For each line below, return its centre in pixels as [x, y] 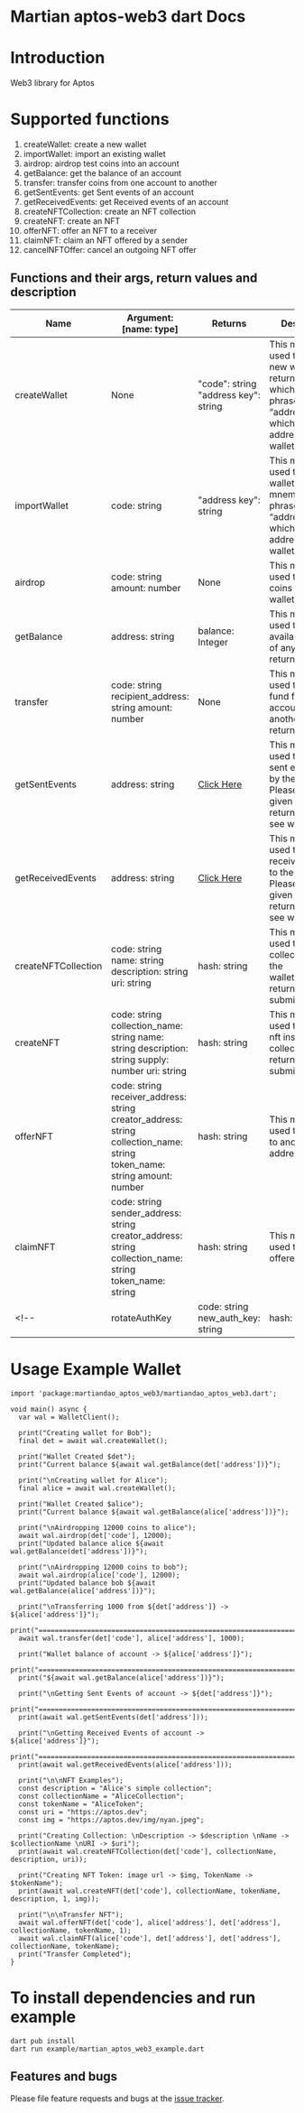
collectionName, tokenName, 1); [71, 1930]
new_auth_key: [229, 1318]
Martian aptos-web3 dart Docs [128, 17]
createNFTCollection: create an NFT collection [110, 212]
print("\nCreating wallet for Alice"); [93, 1480]
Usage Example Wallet [96, 1370]
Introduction [58, 58]
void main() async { [49, 1409]
